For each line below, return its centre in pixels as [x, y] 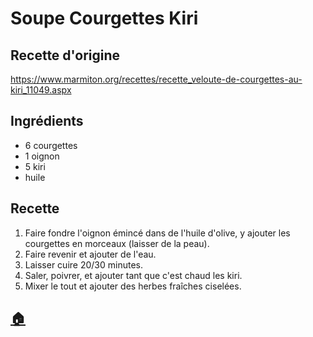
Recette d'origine [65, 55]
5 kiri [35, 166]
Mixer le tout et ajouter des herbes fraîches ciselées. [133, 286]
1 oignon [42, 156]
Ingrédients [47, 121]
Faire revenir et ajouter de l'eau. [90, 254]
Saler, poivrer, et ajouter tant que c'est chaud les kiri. [133, 275]
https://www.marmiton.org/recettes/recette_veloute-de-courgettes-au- [156, 79]
